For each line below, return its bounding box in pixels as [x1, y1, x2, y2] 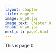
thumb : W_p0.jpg [5, 25, 38, 30]
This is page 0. [5, 43, 35, 48]
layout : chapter [5, 7, 38, 12]
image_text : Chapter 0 [5, 20, 51, 26]
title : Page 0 [5, 12, 34, 16]
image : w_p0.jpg [5, 16, 38, 21]
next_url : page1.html [5, 29, 49, 34]
